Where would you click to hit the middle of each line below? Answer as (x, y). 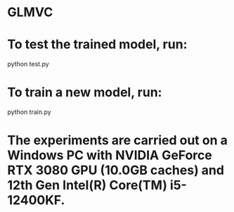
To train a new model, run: (85, 93)
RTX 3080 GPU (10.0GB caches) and (116, 170)
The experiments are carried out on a (118, 141)
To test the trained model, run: (97, 45)
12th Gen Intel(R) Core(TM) (87, 186)
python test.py (28, 64)
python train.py (29, 112)
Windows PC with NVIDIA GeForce (110, 155)
